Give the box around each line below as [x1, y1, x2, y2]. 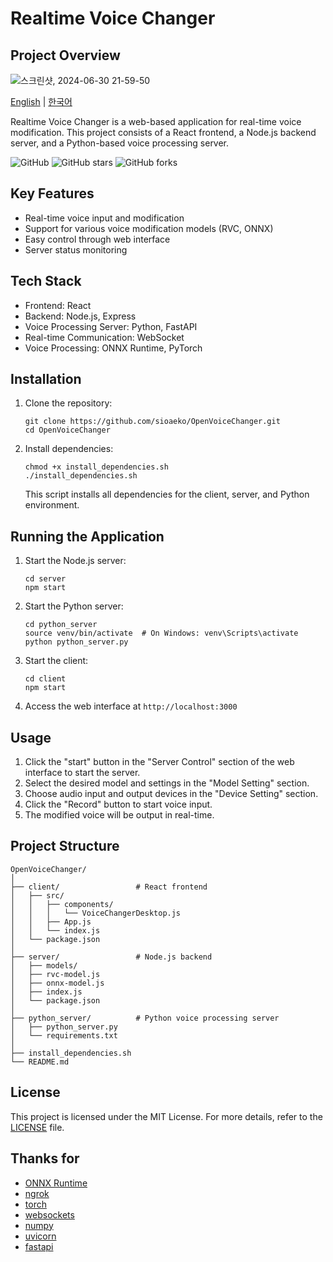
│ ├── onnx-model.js [10, 978, 105, 988]
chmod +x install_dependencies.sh [24, 462, 169, 472]
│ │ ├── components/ [10, 899, 114, 909]
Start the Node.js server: [24, 555, 127, 567]
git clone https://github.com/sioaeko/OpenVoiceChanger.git [24, 417, 281, 427]
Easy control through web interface [24, 233, 171, 245]
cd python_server [24, 620, 98, 630]
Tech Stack [10, 273, 82, 290]
